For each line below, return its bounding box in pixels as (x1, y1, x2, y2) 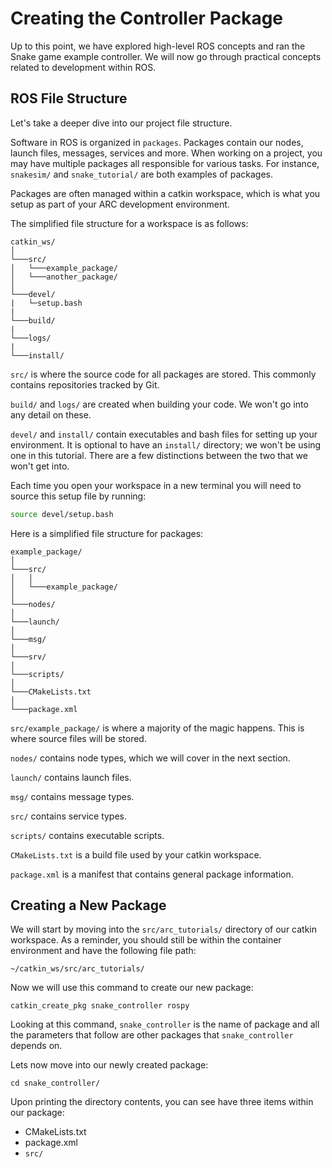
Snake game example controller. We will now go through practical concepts (10, 50, 322, 62)
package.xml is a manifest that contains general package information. (10, 868, 294, 880)
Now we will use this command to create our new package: (10, 982, 254, 994)
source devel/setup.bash (10, 509, 114, 519)
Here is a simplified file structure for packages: (10, 527, 204, 539)
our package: (10, 1107, 65, 1119)
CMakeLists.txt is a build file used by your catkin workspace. (10, 848, 262, 861)
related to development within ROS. (10, 61, 157, 73)
